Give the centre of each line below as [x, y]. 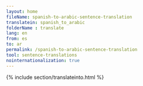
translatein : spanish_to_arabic [45, 22]
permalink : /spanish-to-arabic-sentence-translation [72, 50]
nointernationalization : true [43, 60]
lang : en [17, 33]
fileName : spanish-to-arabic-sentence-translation [69, 17]
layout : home [22, 11]
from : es [17, 39]
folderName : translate [35, 28]
